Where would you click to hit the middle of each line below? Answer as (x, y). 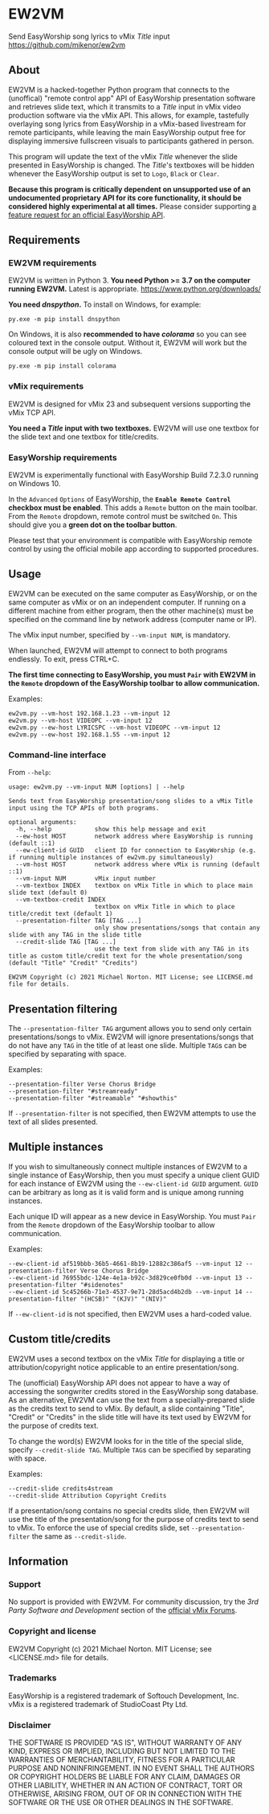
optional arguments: (43, 822)
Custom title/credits (59, 1340)
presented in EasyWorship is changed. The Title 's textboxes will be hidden (131, 165)
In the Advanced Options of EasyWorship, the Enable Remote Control (120, 499)
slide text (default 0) (48, 893)
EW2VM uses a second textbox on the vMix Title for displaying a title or (126, 1358)
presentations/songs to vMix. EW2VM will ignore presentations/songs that (131, 1037)
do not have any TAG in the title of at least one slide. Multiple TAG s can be (128, 1045)
